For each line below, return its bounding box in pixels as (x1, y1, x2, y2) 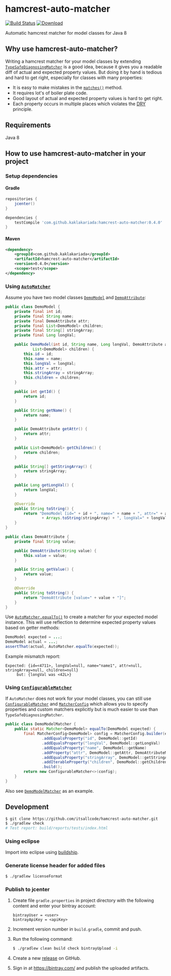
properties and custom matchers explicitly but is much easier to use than (5, 706, 158, 713)
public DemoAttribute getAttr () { (14, 427, 88, 432)
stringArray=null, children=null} (5, 668, 79, 673)
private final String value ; (14, 539, 76, 544)
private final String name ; (14, 313, 74, 319)
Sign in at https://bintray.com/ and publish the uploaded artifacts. (12, 965, 150, 971)
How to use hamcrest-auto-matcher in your (5, 149, 146, 158)
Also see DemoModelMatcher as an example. (5, 788, 94, 794)
